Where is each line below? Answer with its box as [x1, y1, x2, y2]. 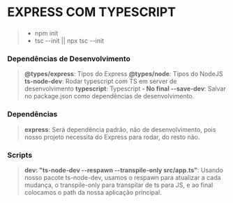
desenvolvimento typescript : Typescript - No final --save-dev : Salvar [24, 84, 227, 93]
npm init [34, 29, 59, 38]
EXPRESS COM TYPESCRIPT [7, 4, 176, 20]
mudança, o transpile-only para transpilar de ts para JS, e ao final [24, 181, 213, 189]
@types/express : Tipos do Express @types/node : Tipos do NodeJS [24, 70, 223, 78]
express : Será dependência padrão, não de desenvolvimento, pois [24, 125, 216, 133]
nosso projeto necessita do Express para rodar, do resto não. [24, 133, 200, 141]
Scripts [7, 150, 33, 160]
